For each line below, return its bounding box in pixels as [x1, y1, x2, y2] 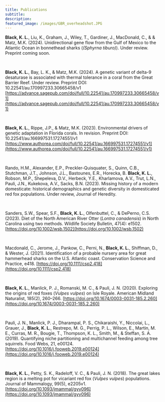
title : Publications [5, 7, 48, 12]
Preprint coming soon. [5, 50, 50, 56]
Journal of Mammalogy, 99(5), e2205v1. [5, 381, 87, 387]
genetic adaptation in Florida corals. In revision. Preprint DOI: [5, 130, 129, 136]
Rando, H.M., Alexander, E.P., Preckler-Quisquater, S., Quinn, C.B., [5, 165, 139, 171]
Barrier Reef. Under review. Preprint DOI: [5, 80, 88, 86]
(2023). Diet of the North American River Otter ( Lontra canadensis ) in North [5, 215, 159, 222]
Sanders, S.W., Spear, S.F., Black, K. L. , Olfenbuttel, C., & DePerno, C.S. [5, 210, 150, 216]
